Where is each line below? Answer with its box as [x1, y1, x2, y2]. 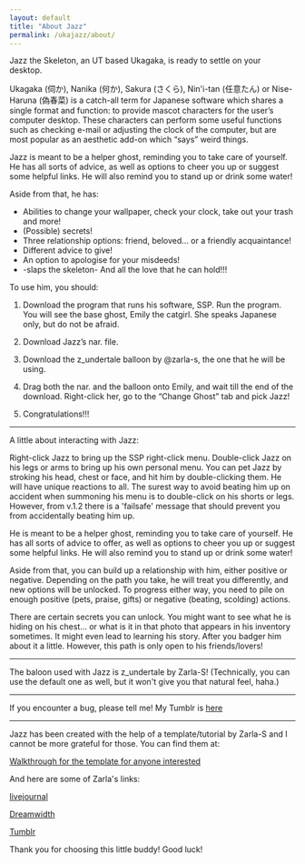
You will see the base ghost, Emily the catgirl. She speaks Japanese [22, 309, 277, 320]
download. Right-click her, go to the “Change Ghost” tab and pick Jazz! [22, 391, 290, 402]
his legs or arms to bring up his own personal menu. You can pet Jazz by [9, 462, 282, 473]
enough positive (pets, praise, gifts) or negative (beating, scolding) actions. [9, 594, 290, 605]
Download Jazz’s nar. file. [22, 337, 119, 347]
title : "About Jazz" [9, 22, 88, 31]
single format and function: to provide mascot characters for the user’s [9, 105, 274, 116]
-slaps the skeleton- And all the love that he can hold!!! [22, 265, 228, 276]
